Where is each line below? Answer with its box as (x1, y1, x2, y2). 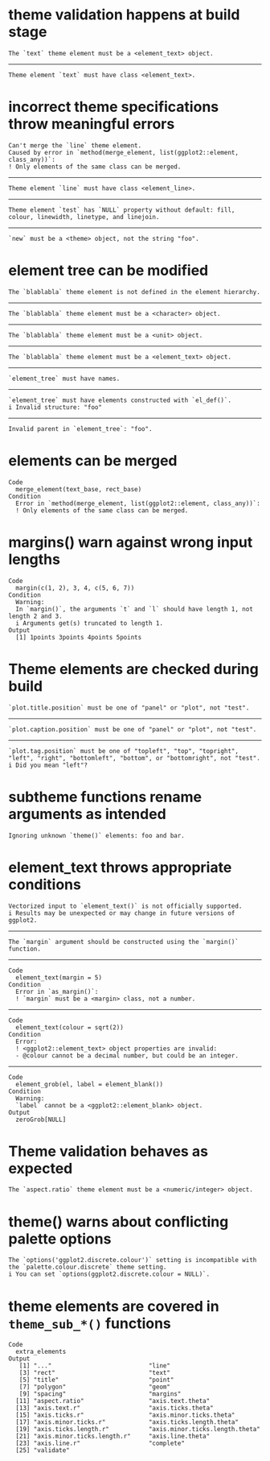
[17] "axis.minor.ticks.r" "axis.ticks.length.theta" (15, 1418, 239, 1426)
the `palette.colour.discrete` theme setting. (8, 1263, 167, 1272)
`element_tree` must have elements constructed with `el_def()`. (8, 396, 231, 404)
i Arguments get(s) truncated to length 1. (15, 619, 163, 627)
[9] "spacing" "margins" (18, 1390, 182, 1398)
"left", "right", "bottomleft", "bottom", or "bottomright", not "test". (8, 754, 261, 762)
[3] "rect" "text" (18, 1369, 171, 1377)
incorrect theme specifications (8, 98, 219, 116)
